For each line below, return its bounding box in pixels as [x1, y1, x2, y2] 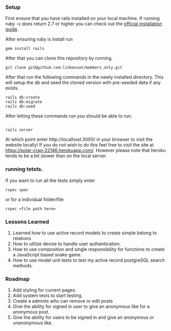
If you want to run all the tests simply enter [5, 177, 96, 183]
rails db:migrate [5, 99, 42, 105]
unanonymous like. [12, 320, 53, 326]
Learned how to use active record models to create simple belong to [12, 230, 157, 236]
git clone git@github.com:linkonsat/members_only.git [5, 65, 123, 70]
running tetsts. [5, 165, 44, 173]
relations [12, 235, 32, 241]
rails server [5, 127, 33, 133]
